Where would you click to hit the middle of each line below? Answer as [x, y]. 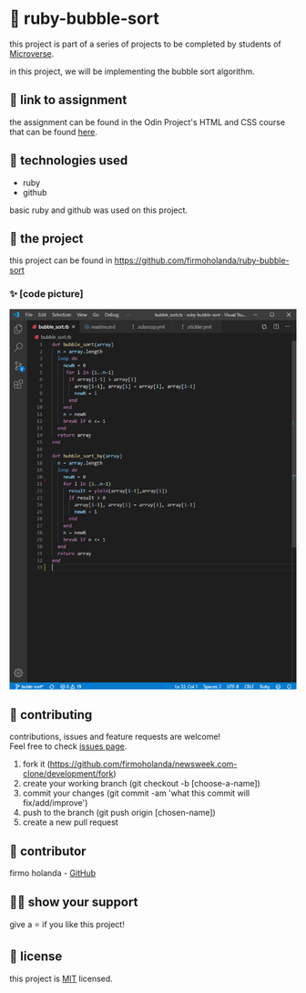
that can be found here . [54, 132]
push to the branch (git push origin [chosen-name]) [119, 813]
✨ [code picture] [46, 294]
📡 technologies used [69, 160]
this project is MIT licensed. [61, 978]
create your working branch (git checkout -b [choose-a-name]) [142, 784]
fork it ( [36, 764]
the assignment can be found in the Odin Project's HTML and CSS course [147, 121]
